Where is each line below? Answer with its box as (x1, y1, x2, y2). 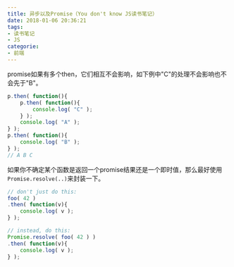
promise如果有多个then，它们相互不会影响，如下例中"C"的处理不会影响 (7, 70, 215, 78)
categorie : (7, 43, 39, 50)
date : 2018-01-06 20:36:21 (7, 17, 87, 24)
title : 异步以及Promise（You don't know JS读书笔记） (7, 10, 158, 18)
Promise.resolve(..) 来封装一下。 (7, 174, 105, 182)
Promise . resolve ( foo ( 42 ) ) (7, 233, 97, 240)
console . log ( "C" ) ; (32, 106, 93, 113)
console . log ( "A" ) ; (20, 119, 80, 126)
